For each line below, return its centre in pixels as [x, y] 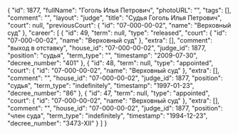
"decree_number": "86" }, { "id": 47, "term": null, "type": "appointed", [109, 93]
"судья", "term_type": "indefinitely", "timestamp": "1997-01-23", [101, 85]
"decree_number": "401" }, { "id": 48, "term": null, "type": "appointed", [110, 63]
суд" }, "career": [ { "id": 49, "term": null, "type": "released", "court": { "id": [117, 33]
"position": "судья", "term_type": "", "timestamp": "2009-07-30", [103, 55]
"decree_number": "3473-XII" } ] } [57, 123]
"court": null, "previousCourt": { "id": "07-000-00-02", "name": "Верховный [119, 25]
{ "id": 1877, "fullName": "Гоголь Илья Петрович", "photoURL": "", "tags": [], [119, 10]
